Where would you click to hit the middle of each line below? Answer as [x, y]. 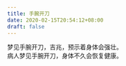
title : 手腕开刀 [28, 14]
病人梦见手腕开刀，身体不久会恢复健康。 [65, 56]
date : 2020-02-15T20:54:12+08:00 [55, 20]
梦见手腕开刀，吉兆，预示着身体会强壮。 [65, 47]
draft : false [26, 26]
